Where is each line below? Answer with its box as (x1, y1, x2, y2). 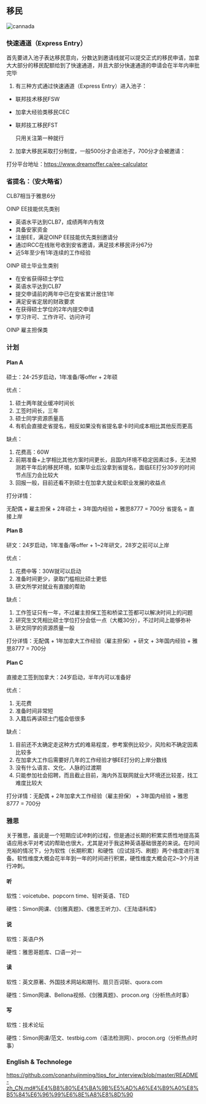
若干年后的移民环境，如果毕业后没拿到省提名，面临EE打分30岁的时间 (20, 463, 196, 471)
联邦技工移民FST (15, 121, 58, 129)
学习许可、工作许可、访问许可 (15, 313, 91, 320)
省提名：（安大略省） (6, 177, 66, 186)
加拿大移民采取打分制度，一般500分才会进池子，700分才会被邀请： (15, 148, 186, 155)
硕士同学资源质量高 (15, 414, 64, 422)
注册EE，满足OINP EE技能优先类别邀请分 (15, 233, 118, 241)
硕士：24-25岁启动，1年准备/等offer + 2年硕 (6, 373, 118, 380)
